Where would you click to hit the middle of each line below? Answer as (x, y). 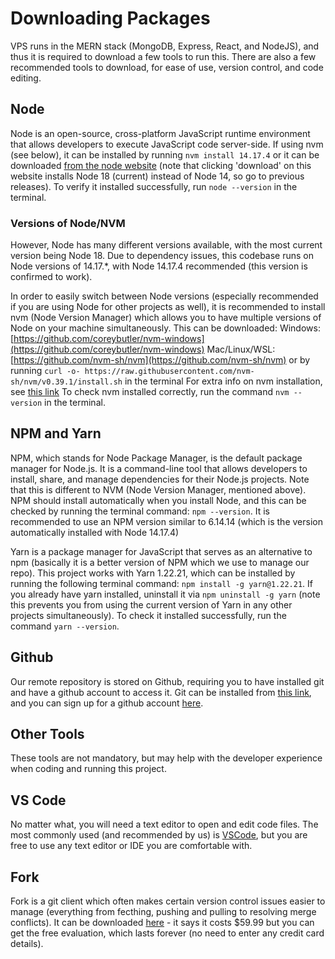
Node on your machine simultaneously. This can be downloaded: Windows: (165, 328)
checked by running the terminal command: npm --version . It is (140, 511)
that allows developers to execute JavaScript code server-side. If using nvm (167, 144)
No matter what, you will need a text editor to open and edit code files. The (164, 824)
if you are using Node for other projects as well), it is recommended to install (168, 307)
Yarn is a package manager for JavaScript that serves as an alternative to (161, 551)
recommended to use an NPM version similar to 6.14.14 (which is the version (166, 521)
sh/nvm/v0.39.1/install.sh (66, 382)
